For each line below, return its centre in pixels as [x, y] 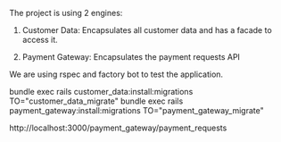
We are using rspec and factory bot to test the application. [116, 74]
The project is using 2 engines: [66, 13]
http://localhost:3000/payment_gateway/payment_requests [118, 128]
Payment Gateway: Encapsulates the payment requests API [131, 57]
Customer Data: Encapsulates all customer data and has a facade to [147, 30]
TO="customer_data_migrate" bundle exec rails [96, 101]
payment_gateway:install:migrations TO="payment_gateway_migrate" [137, 110]
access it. [40, 40]
